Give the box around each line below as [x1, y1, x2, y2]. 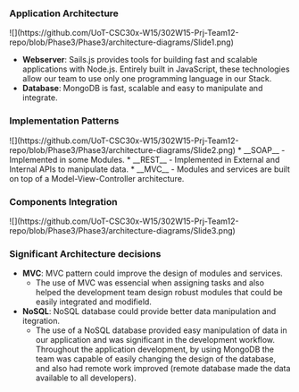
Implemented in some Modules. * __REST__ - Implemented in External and [9, 154, 280, 165]
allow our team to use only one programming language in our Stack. [21, 73, 272, 84]
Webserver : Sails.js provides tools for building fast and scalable [21, 55, 258, 65]
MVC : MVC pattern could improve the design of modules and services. [21, 268, 283, 279]
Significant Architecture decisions [9, 247, 162, 260]
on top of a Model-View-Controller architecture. [9, 173, 185, 183]
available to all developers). [35, 372, 137, 383]
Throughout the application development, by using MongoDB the [35, 344, 275, 355]
